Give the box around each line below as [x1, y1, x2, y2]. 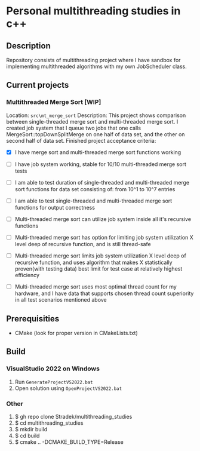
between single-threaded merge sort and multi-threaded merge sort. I [6, 118, 179, 125]
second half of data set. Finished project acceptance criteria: [6, 137, 156, 144]
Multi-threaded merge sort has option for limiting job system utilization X [14, 234, 194, 241]
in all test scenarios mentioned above [14, 296, 107, 303]
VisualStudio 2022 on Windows [6, 364, 100, 373]
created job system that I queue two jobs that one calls [6, 124, 141, 131]
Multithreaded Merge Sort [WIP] [6, 98, 101, 106]
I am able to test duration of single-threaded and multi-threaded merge [14, 179, 190, 186]
